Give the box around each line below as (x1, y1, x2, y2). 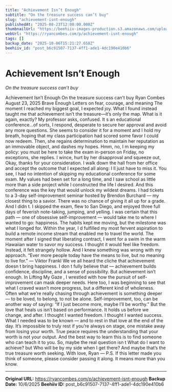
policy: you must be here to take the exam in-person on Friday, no (5, 149, 144, 155)
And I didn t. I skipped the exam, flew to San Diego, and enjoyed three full (5, 203, 160, 209)
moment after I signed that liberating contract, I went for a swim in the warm (5, 236, 165, 242)
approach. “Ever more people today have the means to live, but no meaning (5, 252, 165, 258)
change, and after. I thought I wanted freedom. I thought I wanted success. (5, 312, 163, 318)
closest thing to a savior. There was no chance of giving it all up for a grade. (5, 198, 165, 204)
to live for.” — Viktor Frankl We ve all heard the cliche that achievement (5, 257, 155, 264)
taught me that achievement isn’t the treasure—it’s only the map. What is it (5, 111, 162, 117)
